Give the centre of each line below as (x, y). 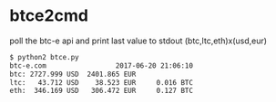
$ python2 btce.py (44, 57)
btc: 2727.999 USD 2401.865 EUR (73, 74)
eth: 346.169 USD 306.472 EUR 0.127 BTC (102, 91)
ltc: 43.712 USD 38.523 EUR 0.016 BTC (102, 82)
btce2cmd (49, 16)
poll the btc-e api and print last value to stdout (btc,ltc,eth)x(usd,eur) (138, 41)
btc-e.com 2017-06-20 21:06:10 (102, 65)
